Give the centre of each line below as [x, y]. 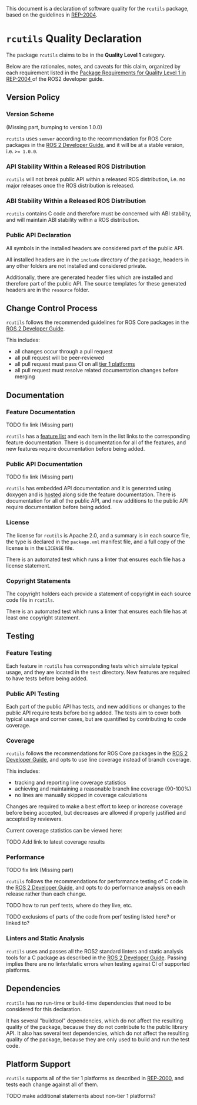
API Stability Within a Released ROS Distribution [76, 166]
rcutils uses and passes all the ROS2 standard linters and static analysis [95, 951]
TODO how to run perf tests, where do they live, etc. [69, 906]
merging [25, 376]
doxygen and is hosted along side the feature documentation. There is [91, 494]
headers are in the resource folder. [48, 290]
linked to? [18, 923]
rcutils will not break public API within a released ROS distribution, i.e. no [96, 179]
